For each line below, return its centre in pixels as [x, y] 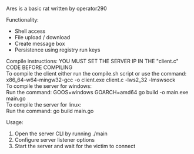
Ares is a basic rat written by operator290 [56, 8]
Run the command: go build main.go [50, 111]
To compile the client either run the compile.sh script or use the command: [96, 73]
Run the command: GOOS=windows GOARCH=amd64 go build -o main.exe [97, 92]
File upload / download [42, 37]
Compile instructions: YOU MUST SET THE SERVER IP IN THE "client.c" [93, 61]
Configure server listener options [55, 140]
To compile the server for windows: [49, 86]
